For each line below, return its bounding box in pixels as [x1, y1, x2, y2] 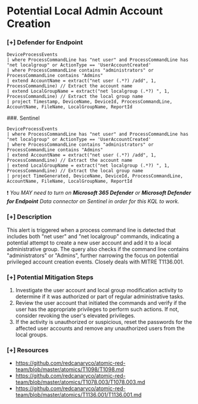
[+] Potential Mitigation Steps [7, 273, 94, 281]
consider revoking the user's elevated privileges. [15, 312, 136, 319]
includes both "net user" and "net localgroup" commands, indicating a [7, 232, 180, 240]
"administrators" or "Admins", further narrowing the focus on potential [7, 252, 179, 259]
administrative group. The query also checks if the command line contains [7, 245, 189, 252]
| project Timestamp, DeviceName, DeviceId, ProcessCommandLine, [7, 99, 172, 105]
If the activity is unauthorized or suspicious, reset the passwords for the [15, 319, 193, 326]
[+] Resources [7, 346, 49, 354]
